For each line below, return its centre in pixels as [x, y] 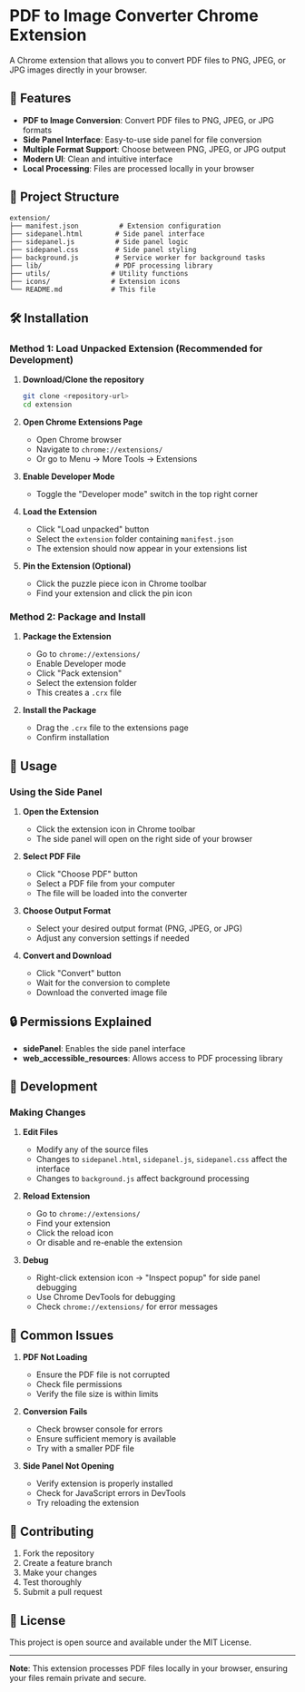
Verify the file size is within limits [97, 1394]
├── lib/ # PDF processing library [111, 265]
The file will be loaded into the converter [112, 893]
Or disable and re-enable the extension [109, 1243]
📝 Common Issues [62, 1335]
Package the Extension [67, 637]
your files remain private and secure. [78, 1677]
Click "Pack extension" [79, 673]
